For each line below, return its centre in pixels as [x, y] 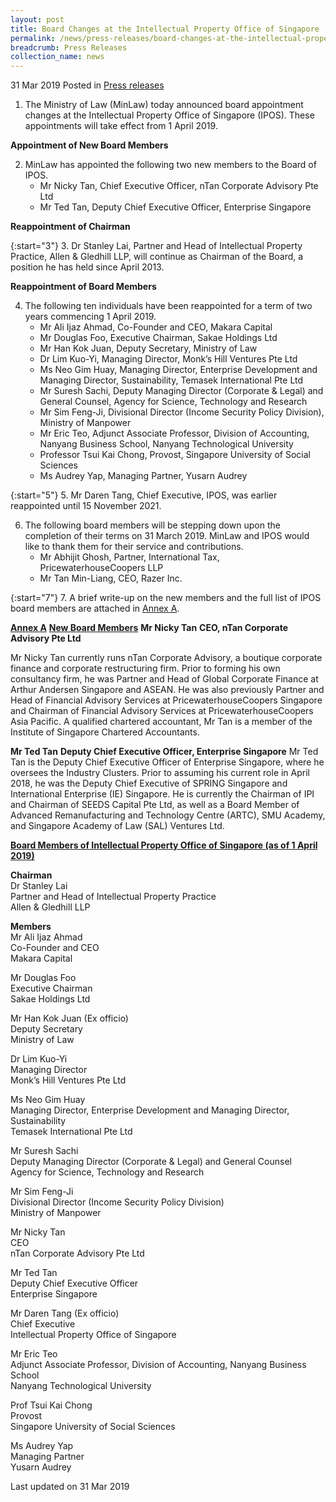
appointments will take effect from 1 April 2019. [121, 126]
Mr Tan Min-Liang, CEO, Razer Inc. [111, 578]
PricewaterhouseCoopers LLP [101, 568]
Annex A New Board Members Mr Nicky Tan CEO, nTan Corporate [149, 628]
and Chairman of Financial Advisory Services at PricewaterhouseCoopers [162, 711]
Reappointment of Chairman [70, 227]
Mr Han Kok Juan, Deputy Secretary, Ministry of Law [148, 348]
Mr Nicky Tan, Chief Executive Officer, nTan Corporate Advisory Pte [179, 186]
